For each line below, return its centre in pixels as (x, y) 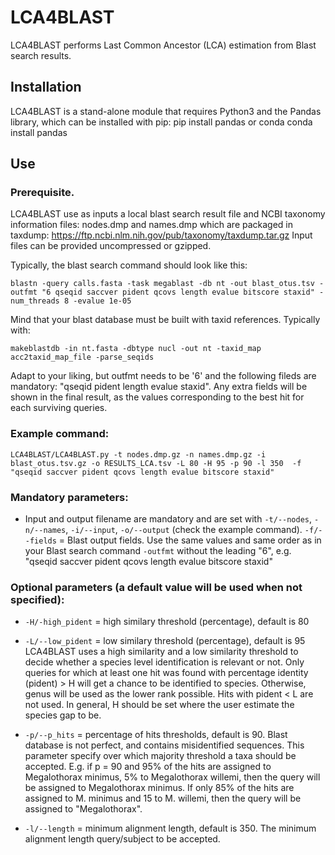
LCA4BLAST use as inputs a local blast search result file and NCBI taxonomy (168, 214)
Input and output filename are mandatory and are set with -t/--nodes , (168, 519)
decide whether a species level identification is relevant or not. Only (164, 662)
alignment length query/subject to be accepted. (122, 839)
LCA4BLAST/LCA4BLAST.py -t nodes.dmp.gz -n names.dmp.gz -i (138, 454)
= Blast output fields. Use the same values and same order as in (190, 540)
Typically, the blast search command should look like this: (129, 265)
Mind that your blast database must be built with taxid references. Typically (165, 320)
